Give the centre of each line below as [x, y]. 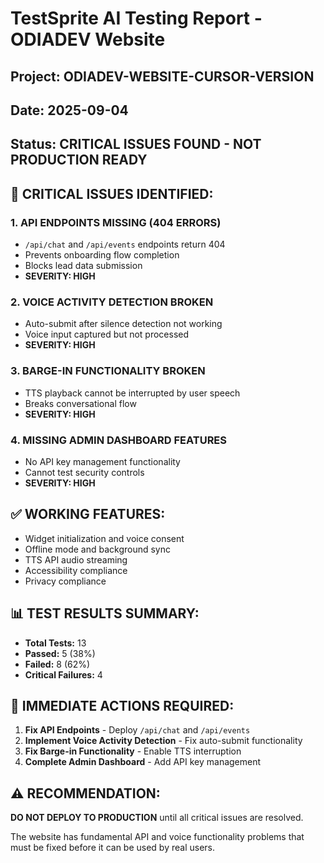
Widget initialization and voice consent [104, 538]
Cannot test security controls [84, 472]
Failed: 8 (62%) [57, 664]
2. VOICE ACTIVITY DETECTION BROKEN [112, 302]
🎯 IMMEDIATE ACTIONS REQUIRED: [122, 705]
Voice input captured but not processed [107, 334]
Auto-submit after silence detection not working [123, 324]
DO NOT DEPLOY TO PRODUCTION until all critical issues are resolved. [157, 818]
